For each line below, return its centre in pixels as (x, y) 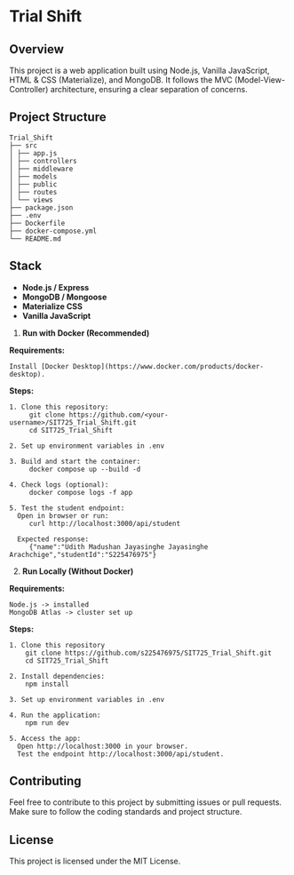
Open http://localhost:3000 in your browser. (103, 746)
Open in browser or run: (63, 516)
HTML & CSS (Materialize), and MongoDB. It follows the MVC (121, 80)
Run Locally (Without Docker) (78, 571)
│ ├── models (33, 176)
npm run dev (47, 723)
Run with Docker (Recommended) (86, 333)
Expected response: (53, 539)
